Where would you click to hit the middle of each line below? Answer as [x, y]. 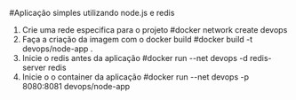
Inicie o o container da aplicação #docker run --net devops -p [136, 77]
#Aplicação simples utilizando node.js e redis [92, 13]
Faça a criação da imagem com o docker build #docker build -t [137, 39]
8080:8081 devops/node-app [76, 86]
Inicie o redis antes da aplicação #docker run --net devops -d [135, 58]
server [34, 67]
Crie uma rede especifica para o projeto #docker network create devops [155, 30]
